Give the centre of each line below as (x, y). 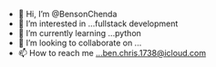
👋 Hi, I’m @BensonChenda (67, 14)
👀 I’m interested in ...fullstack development (98, 24)
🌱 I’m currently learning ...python (79, 33)
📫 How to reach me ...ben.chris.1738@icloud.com (112, 53)
